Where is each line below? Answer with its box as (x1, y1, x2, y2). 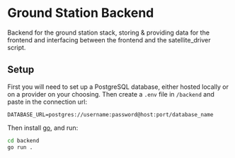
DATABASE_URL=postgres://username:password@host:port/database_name (7, 111, 214, 118)
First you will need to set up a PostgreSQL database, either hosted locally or (7, 83, 229, 91)
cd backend (7, 137, 40, 144)
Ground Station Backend (7, 5, 154, 21)
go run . (7, 143, 33, 151)
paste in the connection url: (7, 97, 87, 106)
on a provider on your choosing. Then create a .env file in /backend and (7, 90, 214, 98)
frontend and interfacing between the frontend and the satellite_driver (7, 35, 211, 44)
